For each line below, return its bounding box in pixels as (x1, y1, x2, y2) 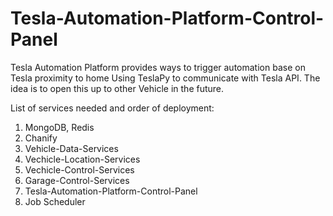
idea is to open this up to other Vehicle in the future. (10, 82, 225, 94)
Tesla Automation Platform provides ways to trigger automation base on (10, 61, 306, 73)
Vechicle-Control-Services (24, 163, 135, 176)
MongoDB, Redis (24, 121, 95, 133)
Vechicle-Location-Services (24, 153, 141, 165)
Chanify (24, 132, 58, 144)
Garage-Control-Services (24, 174, 130, 186)
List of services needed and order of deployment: (10, 102, 215, 114)
